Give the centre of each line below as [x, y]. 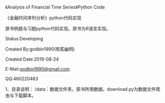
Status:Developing [24, 39]
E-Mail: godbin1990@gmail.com [38, 69]
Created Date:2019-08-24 [32, 59]
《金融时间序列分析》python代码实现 [43, 18]
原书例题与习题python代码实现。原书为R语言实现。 [58, 29]
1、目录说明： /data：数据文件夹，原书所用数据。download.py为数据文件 [80, 89]
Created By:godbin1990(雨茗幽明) [40, 49]
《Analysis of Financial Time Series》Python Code [55, 7]
